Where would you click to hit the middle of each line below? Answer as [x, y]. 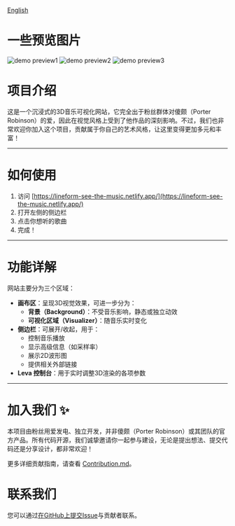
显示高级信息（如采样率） [65, 347]
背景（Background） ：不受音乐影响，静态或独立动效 [103, 312]
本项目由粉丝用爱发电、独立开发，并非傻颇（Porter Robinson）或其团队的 [113, 431]
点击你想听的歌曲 [42, 221]
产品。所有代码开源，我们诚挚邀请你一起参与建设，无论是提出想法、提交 [117, 440]
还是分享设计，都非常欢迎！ [53, 448]
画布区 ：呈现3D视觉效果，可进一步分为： [77, 303]
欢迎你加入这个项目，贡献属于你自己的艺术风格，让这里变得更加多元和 [114, 129]
